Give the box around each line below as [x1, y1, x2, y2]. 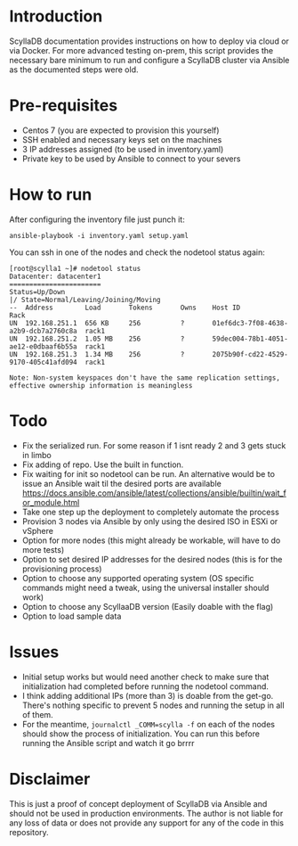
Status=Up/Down [9, 287, 66, 296]
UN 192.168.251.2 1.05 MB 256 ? [9, 334, 185, 343]
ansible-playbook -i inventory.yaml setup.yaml [9, 231, 189, 240]
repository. [9, 826, 49, 837]
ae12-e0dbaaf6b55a [9, 341, 77, 351]
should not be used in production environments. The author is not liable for [9, 808, 284, 818]
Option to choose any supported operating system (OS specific [21, 572, 254, 583]
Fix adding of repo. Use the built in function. [21, 459, 184, 470]
